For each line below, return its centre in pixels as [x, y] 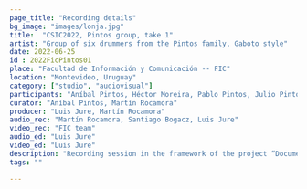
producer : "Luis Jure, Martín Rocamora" [88, 111]
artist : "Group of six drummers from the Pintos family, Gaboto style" [148, 43]
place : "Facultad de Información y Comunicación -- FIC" [120, 69]
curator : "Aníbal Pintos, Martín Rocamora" [94, 103]
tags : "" [26, 162]
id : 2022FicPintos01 [51, 60]
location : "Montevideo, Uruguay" [73, 78]
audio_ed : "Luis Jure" [53, 137]
